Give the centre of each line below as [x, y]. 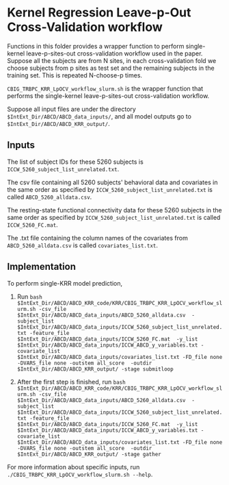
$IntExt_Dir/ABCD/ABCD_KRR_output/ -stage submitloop [95, 369]
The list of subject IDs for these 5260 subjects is [75, 162]
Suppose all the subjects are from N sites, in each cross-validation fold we [112, 60]
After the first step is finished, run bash [71, 382]
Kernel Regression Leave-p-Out [99, 13]
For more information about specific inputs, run [73, 467]
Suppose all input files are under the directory [72, 109]
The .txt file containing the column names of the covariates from [97, 238]
